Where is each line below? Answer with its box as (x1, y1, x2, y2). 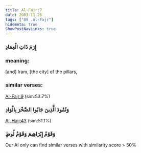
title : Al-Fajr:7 (5, 7, 42, 13)
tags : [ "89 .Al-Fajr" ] (5, 17, 54, 22)
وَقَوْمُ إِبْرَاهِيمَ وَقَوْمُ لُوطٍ (5, 130, 55, 137)
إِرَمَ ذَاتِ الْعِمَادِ (5, 43, 37, 51)
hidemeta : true (5, 21, 38, 27)
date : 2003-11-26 (5, 12, 42, 17)
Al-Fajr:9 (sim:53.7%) (5, 93, 51, 99)
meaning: (5, 57, 30, 64)
